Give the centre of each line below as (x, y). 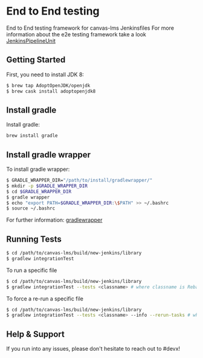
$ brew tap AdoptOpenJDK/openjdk (48, 85)
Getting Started (36, 60)
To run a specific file (32, 270)
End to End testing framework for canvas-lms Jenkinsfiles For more (90, 28)
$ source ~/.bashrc (31, 208)
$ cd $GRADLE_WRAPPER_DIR (39, 191)
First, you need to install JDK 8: (45, 75)
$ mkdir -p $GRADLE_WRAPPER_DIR (47, 186)
